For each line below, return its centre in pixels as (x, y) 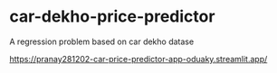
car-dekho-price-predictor (112, 17)
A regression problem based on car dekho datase (102, 41)
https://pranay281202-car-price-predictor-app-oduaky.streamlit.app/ (138, 59)
